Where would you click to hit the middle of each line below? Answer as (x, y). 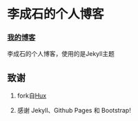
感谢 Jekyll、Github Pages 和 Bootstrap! (74, 111)
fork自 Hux (32, 96)
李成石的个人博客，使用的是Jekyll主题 (61, 54)
